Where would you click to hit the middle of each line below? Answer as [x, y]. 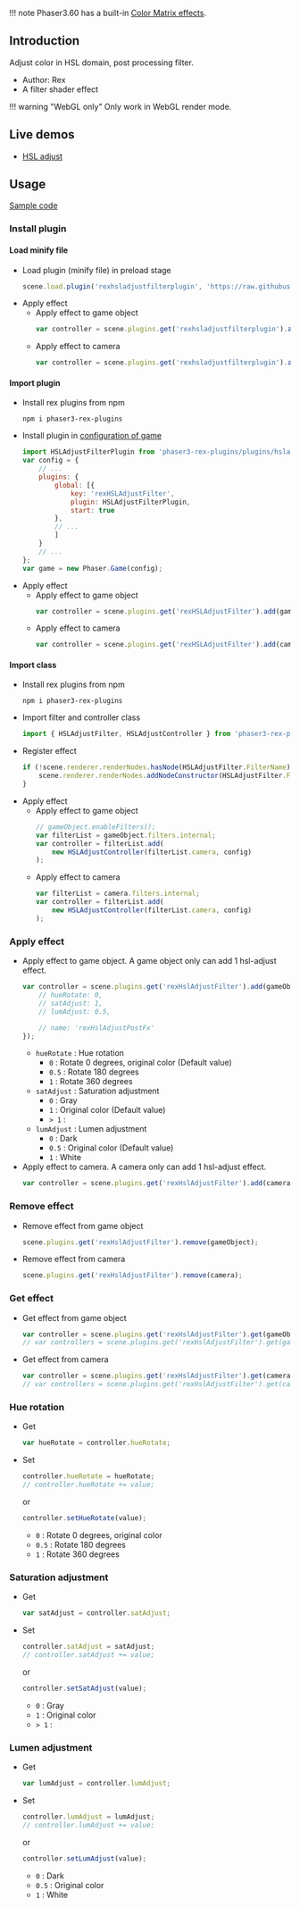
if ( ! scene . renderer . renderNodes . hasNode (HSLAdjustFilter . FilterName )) [158, 767]
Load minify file [39, 250]
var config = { [50, 460]
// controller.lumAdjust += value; [88, 1825]
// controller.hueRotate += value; [88, 1485]
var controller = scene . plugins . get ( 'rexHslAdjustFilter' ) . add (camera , [158, 1184]
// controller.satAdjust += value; [88, 1655]
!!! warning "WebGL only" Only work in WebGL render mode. [121, 106]
